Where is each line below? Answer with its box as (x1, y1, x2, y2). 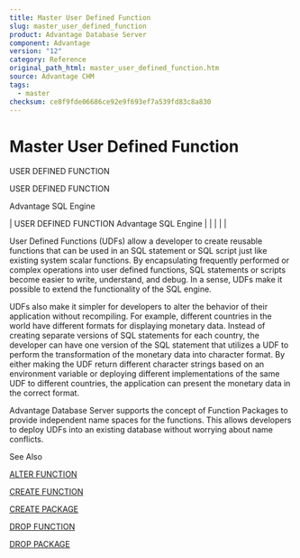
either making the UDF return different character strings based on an (9, 358, 265, 370)
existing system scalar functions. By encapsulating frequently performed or (9, 255, 290, 266)
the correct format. (9, 387, 79, 398)
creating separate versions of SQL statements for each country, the (9, 330, 259, 341)
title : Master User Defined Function (9, 13, 151, 23)
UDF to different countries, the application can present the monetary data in (9, 378, 291, 389)
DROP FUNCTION (9, 521, 76, 533)
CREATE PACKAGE (9, 504, 79, 515)
